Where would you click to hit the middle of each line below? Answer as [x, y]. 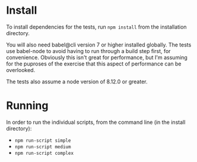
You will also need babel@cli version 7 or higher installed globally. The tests [99, 45]
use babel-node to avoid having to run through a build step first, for [88, 51]
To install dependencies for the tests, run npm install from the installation [96, 27]
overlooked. [21, 70]
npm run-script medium [43, 147]
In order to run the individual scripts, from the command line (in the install [96, 122]
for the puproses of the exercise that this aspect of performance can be [94, 64]
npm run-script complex [44, 153]
